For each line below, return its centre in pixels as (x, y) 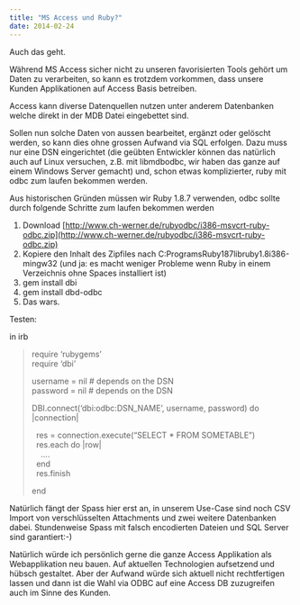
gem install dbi (50, 282)
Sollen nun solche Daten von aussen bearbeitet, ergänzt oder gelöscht (140, 132)
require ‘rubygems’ (66, 354)
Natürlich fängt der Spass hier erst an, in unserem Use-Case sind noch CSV (150, 508)
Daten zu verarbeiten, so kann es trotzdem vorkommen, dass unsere (136, 78)
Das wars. (41, 302)
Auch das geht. (37, 51)
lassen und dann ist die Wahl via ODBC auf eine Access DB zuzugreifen (142, 582)
